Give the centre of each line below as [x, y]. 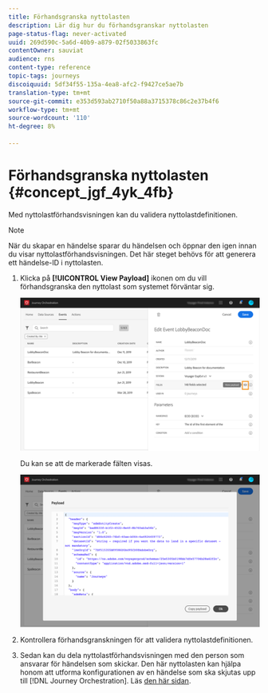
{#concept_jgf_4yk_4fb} [91, 193]
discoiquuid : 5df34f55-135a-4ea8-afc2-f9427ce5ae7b [96, 84]
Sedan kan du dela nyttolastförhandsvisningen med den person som [132, 655]
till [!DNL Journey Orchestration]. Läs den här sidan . [105, 681]
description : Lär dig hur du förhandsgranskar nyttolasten [108, 25]
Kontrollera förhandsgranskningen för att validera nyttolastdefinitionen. [136, 640]
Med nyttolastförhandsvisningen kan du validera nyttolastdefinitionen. [123, 214]
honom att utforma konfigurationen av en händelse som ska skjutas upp [138, 672]
